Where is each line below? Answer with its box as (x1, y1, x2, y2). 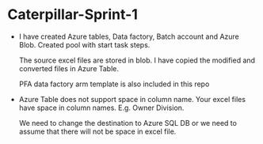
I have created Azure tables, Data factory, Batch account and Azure (18, 32, 239, 41)
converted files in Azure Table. (18, 63, 120, 73)
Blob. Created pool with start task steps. (18, 40, 151, 49)
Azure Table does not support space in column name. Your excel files (18, 94, 246, 104)
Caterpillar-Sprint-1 (7, 6, 138, 24)
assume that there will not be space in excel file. (18, 127, 177, 136)
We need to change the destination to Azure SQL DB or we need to (18, 118, 237, 127)
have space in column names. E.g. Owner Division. (18, 103, 185, 112)
